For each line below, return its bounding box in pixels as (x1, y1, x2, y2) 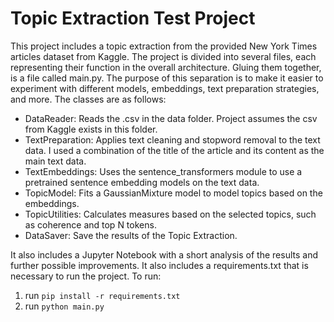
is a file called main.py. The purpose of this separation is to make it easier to (10, 72, 324, 84)
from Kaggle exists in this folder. (24, 123, 158, 135)
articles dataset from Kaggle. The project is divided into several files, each (10, 50, 317, 62)
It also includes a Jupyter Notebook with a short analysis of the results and (10, 248, 318, 261)
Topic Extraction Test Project (10, 7, 256, 30)
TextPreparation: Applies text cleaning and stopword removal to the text (24, 133, 321, 146)
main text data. (24, 155, 87, 167)
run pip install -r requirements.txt (24, 289, 181, 301)
